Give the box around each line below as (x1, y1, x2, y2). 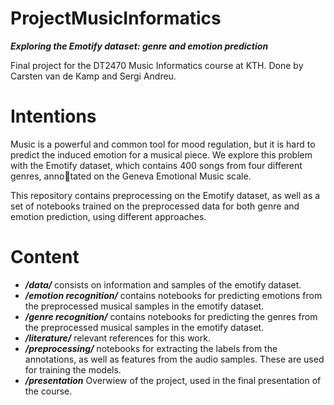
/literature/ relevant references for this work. (24, 332, 211, 344)
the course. (24, 385, 73, 397)
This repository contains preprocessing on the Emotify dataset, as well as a (10, 189, 321, 201)
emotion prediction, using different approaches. (10, 210, 207, 222)
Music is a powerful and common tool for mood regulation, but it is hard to (10, 138, 316, 150)
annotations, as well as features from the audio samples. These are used (24, 353, 325, 365)
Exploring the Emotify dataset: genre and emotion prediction (10, 40, 269, 52)
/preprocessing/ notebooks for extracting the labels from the (24, 342, 278, 354)
